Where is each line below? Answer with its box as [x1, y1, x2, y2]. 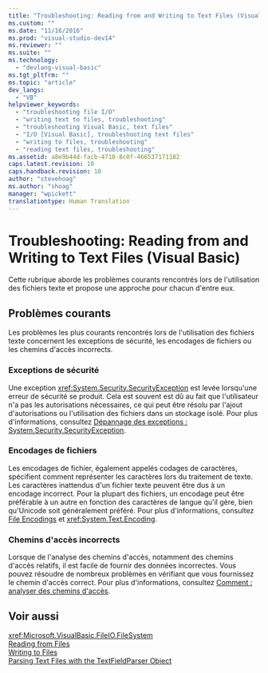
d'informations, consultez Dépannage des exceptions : [8, 417, 188, 426]
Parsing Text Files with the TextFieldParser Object [8, 655, 172, 665]
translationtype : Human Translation [8, 197, 130, 205]
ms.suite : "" [8, 49, 52, 57]
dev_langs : [8, 85, 45, 94]
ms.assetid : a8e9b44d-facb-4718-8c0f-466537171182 [8, 152, 180, 160]
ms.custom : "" [8, 19, 56, 27]
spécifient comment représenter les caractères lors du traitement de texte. [8, 472, 254, 481]
